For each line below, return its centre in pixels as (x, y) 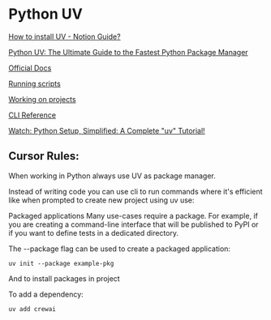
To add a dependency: (46, 294)
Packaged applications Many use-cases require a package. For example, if (133, 215)
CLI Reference (32, 115)
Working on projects (42, 99)
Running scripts (34, 83)
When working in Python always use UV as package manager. (112, 176)
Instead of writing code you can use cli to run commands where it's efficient (135, 191)
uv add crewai (32, 309)
